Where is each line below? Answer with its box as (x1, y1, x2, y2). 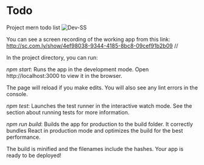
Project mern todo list (6, 24, 61, 31)
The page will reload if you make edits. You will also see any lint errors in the (6, 83, 198, 91)
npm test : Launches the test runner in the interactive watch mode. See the (6, 102, 192, 110)
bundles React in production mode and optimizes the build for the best (6, 127, 183, 134)
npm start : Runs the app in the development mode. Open (6, 65, 149, 73)
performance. (6, 133, 41, 141)
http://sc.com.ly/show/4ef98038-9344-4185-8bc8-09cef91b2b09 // (6, 42, 178, 49)
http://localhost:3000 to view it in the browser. (6, 72, 123, 79)
